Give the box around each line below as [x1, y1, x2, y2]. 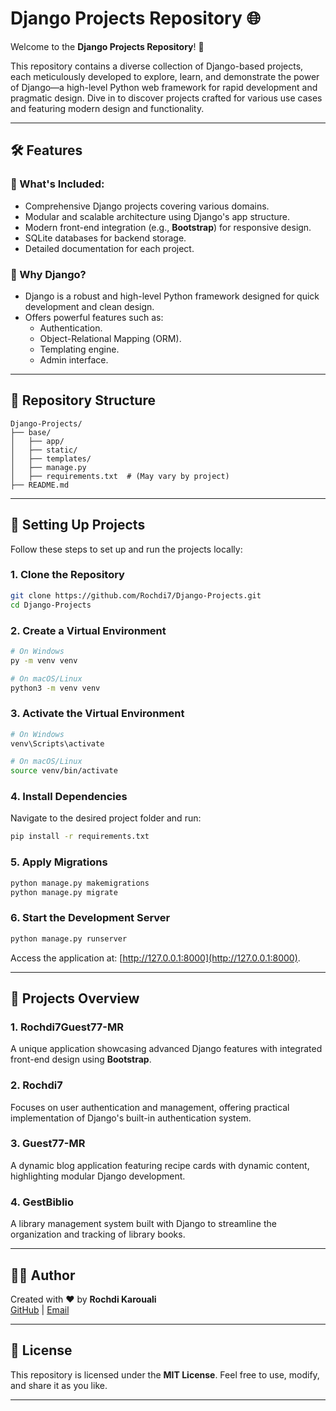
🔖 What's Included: [10, 177, 105, 191]
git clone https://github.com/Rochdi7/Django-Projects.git [10, 590, 262, 601]
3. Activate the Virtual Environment [10, 707, 185, 721]
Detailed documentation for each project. [24, 242, 195, 254]
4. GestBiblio [10, 1195, 75, 1209]
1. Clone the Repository [10, 568, 125, 582]
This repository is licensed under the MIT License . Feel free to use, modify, [10, 1368, 320, 1381]
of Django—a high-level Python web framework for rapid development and [10, 81, 318, 93]
